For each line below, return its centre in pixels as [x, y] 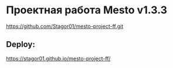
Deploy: [21, 44]
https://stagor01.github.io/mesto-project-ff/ [58, 58]
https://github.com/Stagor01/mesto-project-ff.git [65, 26]
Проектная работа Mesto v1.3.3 [86, 10]
